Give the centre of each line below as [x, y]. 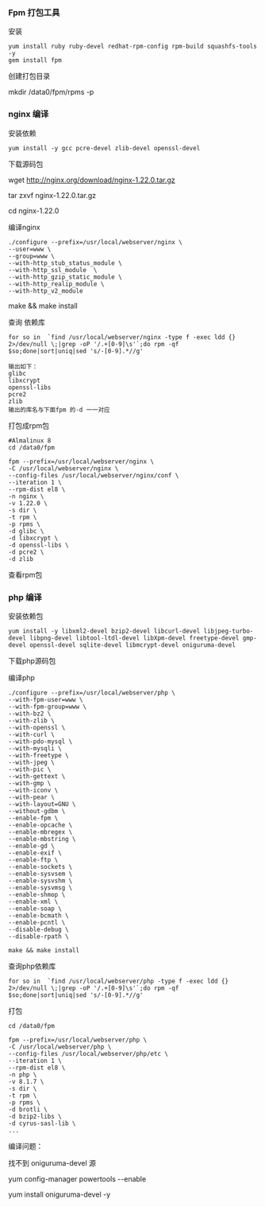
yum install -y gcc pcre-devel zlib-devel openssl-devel [104, 148]
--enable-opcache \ [40, 825]
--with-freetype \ [38, 755]
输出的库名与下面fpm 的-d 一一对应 [59, 410]
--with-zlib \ [32, 720]
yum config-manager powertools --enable [77, 1178]
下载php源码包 [32, 660]
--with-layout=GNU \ [42, 804]
